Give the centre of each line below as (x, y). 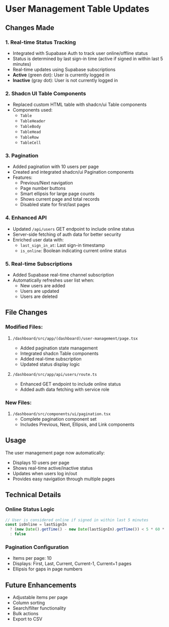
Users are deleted (39, 296)
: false (18, 534)
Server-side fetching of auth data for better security (67, 234)
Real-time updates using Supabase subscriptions (64, 69)
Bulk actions (26, 614)
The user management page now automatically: (55, 453)
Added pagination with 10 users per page (56, 167)
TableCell (31, 143)
